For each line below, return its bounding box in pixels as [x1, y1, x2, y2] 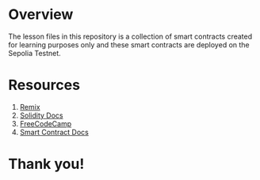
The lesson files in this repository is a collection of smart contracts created [8, 32, 253, 41]
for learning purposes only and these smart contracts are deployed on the [8, 39, 250, 49]
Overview [8, 6, 74, 24]
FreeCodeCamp [19, 118, 72, 128]
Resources [8, 77, 81, 94]
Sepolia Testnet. [8, 48, 61, 58]
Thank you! [8, 156, 85, 173]
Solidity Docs [19, 111, 63, 120]
